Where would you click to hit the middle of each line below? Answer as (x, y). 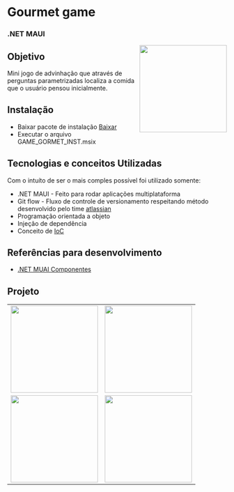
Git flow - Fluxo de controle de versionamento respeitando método (113, 201)
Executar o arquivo (44, 134)
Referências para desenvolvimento (85, 253)
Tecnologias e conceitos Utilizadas (85, 163)
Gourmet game (52, 12)
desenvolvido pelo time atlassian (64, 208)
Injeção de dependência (52, 223)
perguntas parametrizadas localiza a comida (71, 80)
